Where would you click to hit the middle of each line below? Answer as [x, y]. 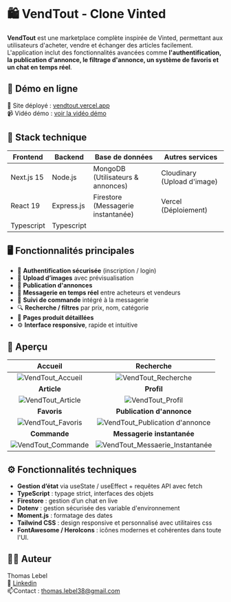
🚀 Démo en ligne [43, 89]
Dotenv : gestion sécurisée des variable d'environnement [98, 508]
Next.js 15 [27, 177]
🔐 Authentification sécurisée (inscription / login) [87, 271]
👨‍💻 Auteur [29, 559]
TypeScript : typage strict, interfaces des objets [85, 493]
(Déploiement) [185, 210]
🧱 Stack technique [47, 138]
